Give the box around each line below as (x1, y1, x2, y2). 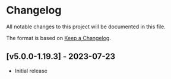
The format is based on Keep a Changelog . (6, 34, 111, 41)
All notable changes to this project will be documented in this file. (6, 23, 166, 30)
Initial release (14, 67, 47, 74)
